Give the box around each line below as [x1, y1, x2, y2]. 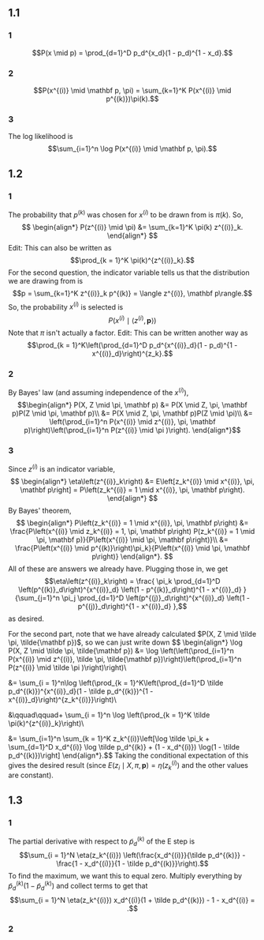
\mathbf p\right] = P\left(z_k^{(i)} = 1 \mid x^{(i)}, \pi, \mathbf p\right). [19, 485, 246, 494]
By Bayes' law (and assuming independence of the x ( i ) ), [8, 386, 189, 397]
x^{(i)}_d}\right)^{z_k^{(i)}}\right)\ [8, 694, 117, 704]
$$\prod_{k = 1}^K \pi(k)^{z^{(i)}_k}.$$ [69, 255, 195, 265]
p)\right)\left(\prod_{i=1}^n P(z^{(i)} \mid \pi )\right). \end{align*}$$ [24, 425, 241, 434]
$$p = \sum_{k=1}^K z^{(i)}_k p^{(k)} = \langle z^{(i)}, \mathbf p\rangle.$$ [12, 288, 253, 298]
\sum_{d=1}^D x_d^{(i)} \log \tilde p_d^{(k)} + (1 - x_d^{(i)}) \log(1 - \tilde [8, 742, 240, 751]
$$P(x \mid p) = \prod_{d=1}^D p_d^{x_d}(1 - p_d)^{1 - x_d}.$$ [32, 47, 233, 58]
